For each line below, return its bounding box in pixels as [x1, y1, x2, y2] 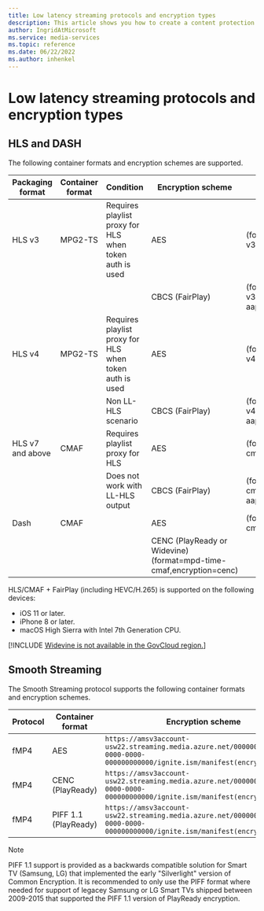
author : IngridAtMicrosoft [8, 26, 97, 34]
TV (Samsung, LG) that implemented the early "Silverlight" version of [8, 869, 232, 878]
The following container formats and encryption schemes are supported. [8, 158, 244, 168]
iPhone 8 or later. [19, 617, 75, 626]
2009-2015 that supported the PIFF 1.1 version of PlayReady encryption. [8, 894, 240, 903]
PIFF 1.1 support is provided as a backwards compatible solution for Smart [8, 860, 247, 869]
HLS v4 [12, 348, 39, 359]
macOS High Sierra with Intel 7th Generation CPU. [19, 625, 181, 634]
